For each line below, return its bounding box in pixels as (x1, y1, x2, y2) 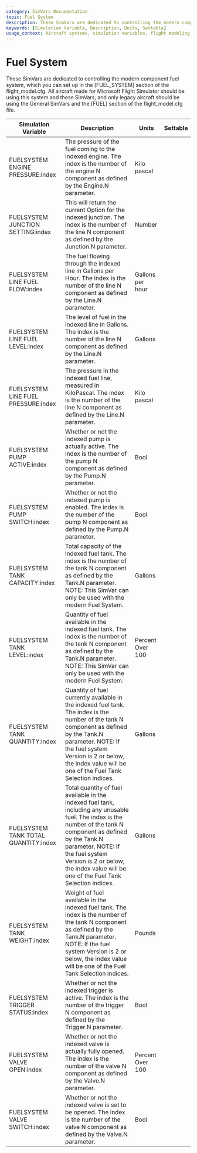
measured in (65, 381, 100, 389)
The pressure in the (65, 367, 119, 375)
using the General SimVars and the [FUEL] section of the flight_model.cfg (6, 100, 183, 107)
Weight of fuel (65, 889, 104, 897)
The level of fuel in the (65, 313, 127, 321)
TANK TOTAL (9, 832, 45, 840)
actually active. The (65, 442, 119, 451)
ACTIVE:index (9, 460, 47, 469)
